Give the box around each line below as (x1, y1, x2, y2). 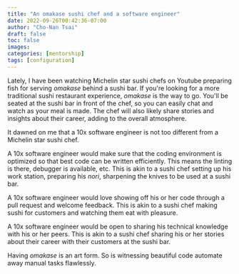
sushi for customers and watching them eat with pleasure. (7, 208, 178, 217)
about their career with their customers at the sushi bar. (7, 237, 171, 246)
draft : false (7, 30, 46, 38)
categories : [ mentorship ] (7, 51, 84, 58)
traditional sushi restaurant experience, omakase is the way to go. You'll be (7, 91, 228, 100)
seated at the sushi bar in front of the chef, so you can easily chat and (7, 99, 213, 107)
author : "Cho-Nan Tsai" (7, 23, 78, 31)
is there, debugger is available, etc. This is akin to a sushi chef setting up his (7, 164, 232, 173)
